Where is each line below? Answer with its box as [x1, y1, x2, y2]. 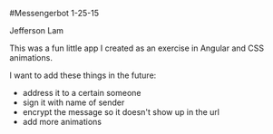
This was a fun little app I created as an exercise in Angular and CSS [9, 43, 265, 53]
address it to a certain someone [22, 88, 141, 98]
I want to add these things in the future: [9, 70, 157, 81]
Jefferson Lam [9, 25, 64, 35]
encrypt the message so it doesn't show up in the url [22, 107, 220, 117]
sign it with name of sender [22, 97, 125, 108]
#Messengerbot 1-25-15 [9, 8, 100, 18]
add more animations [22, 117, 102, 127]
